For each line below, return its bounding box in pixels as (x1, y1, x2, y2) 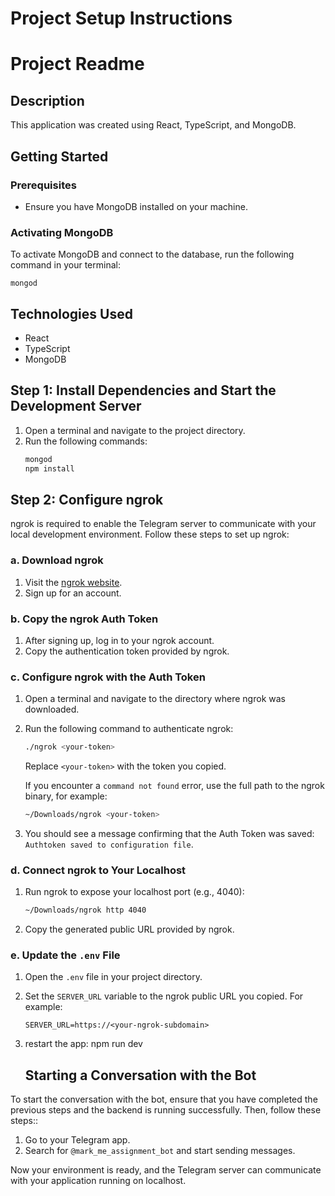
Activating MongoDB (10, 225, 114, 239)
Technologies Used (10, 305, 133, 322)
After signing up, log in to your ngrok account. (24, 634, 215, 646)
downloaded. (24, 703, 80, 716)
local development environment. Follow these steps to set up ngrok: (10, 528, 290, 541)
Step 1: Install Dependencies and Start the (10, 382, 277, 399)
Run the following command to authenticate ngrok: (24, 723, 234, 735)
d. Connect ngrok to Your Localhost (10, 863, 187, 877)
